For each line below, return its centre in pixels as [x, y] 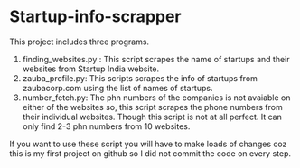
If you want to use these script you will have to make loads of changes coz [148, 144]
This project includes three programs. [80, 42]
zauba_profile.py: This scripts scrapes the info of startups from [140, 78]
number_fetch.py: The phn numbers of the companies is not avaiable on [156, 98]
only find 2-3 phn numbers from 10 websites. [106, 126]
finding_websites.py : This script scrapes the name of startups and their [156, 59]
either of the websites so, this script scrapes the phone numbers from [152, 107]
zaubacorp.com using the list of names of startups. [117, 88]
